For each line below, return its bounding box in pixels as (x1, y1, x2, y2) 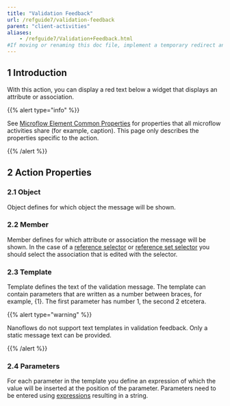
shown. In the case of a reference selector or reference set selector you (7, 242, 210, 251)
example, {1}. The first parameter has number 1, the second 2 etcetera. (7, 297, 207, 305)
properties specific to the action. (7, 134, 99, 142)
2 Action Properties (7, 167, 92, 179)
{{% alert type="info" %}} (7, 105, 80, 114)
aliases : (7, 29, 32, 36)
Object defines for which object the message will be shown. (7, 203, 176, 211)
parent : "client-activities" (7, 23, 90, 29)
